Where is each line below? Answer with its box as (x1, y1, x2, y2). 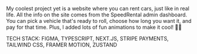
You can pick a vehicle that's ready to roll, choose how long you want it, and (6, 18, 192, 24)
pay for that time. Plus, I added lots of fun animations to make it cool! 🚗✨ (6, 23, 182, 31)
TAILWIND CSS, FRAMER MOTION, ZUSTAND (6, 41, 117, 48)
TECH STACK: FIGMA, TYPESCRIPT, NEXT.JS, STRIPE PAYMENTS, (6, 35, 169, 42)
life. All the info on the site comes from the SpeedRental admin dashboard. (6, 11, 188, 18)
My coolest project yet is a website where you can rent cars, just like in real (6, 5, 189, 12)
